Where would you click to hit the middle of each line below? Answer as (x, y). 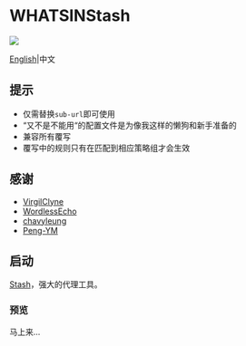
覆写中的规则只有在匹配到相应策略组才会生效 (106, 148)
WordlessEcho (49, 211)
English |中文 (33, 59)
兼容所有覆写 (46, 136)
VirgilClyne (43, 201)
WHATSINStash (70, 16)
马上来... (25, 332)
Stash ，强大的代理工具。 (56, 284)
